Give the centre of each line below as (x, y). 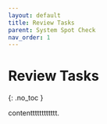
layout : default (34, 15)
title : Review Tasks (42, 23)
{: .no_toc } (26, 98)
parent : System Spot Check (52, 30)
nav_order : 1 (29, 37)
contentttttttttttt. (34, 113)
